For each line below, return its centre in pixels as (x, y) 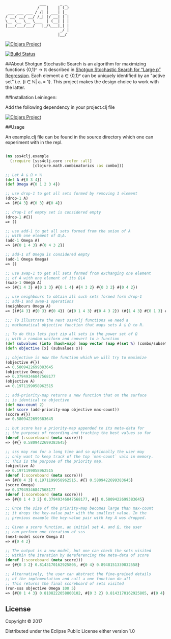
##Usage (15, 127)
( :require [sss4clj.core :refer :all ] (51, 161)
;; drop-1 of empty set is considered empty (53, 212)
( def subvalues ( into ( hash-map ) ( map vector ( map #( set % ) (70, 344)
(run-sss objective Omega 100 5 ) (41, 588)
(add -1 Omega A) (22, 241)
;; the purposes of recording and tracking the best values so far (78, 433)
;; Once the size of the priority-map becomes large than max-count (79, 508)
